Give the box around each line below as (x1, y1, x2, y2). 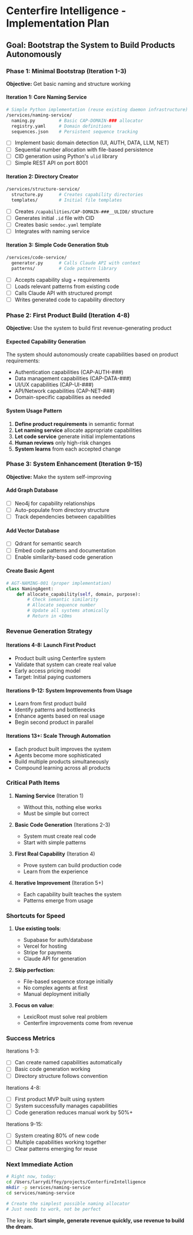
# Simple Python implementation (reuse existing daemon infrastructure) (6, 107, 188, 113)
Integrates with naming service (14, 228, 90, 235)
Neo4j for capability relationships (14, 500, 95, 507)
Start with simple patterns (23, 838, 86, 845)
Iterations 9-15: (6, 1120, 43, 1127)
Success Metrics (6, 1034, 56, 1043)
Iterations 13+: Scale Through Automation (6, 732, 111, 739)
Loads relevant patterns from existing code (14, 282, 119, 289)
